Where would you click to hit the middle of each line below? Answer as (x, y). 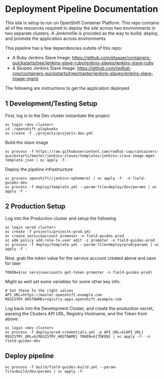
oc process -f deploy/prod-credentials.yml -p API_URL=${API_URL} (74, 332)
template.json (20, 160)
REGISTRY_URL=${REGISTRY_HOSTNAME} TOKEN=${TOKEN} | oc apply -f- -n (78, 337)
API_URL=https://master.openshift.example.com (54, 295)
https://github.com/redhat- (104, 68)
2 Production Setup (35, 207)
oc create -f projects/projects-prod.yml (48, 231)
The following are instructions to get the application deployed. (68, 88)
